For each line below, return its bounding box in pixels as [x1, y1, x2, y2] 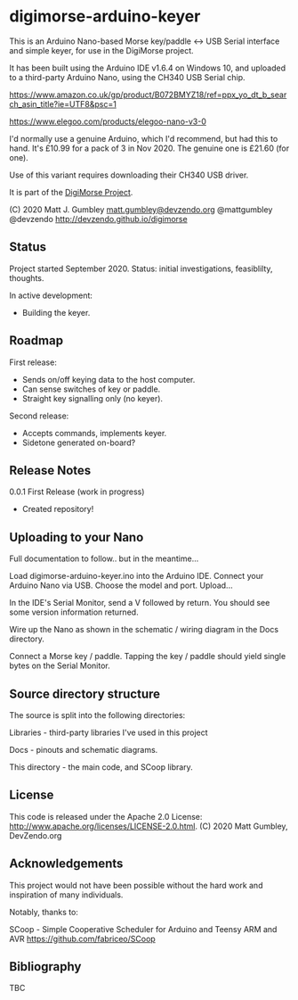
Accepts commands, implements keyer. [21, 427, 167, 438]
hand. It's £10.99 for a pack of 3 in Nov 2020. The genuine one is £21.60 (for [9, 143, 290, 153]
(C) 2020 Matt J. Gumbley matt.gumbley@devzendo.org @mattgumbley [9, 203, 273, 215]
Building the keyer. [21, 307, 91, 318]
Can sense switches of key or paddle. [21, 384, 161, 394]
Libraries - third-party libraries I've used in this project [9, 727, 208, 738]
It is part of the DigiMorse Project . [9, 186, 133, 197]
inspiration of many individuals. [9, 889, 124, 900]
